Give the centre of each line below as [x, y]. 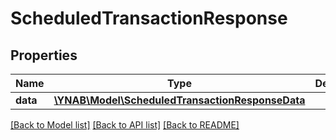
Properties [44, 55]
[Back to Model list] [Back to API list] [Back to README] [125, 125]
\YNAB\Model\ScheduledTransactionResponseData [179, 100]
